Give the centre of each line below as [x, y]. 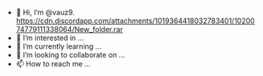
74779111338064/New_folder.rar [69, 29]
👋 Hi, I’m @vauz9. [45, 12]
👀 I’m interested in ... [50, 38]
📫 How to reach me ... [53, 64]
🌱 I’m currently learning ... [59, 46]
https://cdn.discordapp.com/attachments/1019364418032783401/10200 [135, 21]
